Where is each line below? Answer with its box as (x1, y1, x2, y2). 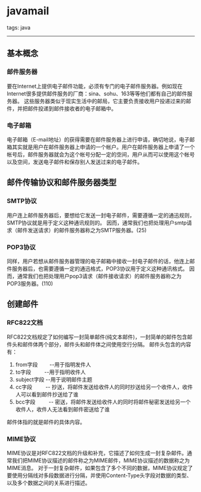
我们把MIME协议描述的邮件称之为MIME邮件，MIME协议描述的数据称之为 (11, 457, 190, 464)
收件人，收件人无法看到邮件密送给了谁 (15, 405, 110, 413)
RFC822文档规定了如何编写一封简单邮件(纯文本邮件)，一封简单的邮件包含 (7, 333, 187, 340)
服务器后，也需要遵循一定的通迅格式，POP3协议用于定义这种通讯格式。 (11, 265, 188, 272)
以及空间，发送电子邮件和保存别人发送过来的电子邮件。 (7, 158, 143, 165)
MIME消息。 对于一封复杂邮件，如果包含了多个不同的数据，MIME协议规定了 (7, 464, 193, 471)
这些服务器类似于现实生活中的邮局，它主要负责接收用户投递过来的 (23, 97, 186, 104)
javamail (7, 4, 50, 18)
